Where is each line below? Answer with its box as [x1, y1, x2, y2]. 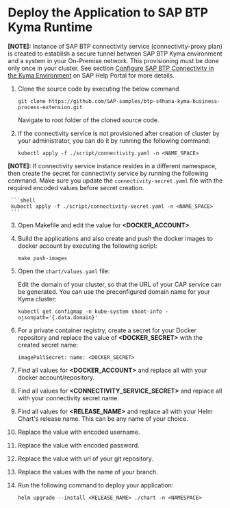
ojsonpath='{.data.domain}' [17, 314, 98, 321]
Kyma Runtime [8, 19, 93, 35]
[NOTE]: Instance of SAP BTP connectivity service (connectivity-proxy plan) [8, 42, 223, 50]
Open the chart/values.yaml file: [17, 266, 110, 275]
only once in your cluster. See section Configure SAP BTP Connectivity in [8, 64, 214, 72]
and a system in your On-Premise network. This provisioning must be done [8, 56, 219, 65]
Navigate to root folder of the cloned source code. [17, 115, 159, 124]
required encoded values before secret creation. [8, 183, 144, 192]
